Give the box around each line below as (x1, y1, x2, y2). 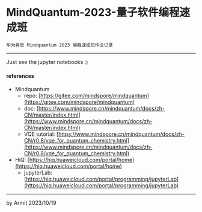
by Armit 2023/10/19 (6, 199, 57, 207)
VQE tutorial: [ (23, 130, 59, 138)
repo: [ (23, 92, 41, 100)
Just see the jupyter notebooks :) (6, 58, 88, 65)
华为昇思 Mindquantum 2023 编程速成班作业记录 (6, 42, 113, 48)
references (6, 72, 35, 79)
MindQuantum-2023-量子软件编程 (6, 5, 180, 19)
